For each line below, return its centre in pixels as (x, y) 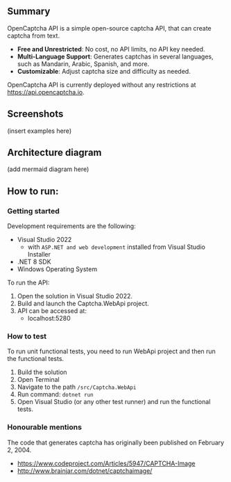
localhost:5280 (49, 319)
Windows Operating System (57, 269)
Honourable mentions (44, 427)
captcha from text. (34, 35)
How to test (27, 337)
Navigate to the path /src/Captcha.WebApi (77, 387)
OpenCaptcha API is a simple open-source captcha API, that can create (109, 28)
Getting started (34, 211)
